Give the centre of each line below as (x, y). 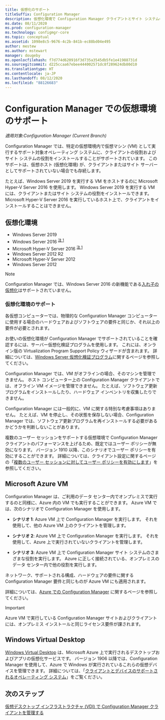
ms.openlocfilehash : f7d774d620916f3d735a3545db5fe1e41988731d (71, 60)
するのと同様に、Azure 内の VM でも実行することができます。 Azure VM (78, 503)
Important (15, 607)
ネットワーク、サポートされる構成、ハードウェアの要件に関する (69, 575)
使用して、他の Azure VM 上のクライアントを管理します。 (70, 525)
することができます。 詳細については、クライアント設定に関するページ (85, 456)
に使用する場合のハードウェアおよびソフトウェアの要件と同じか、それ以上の (82, 322)
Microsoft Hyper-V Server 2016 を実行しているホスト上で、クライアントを (80, 199)
